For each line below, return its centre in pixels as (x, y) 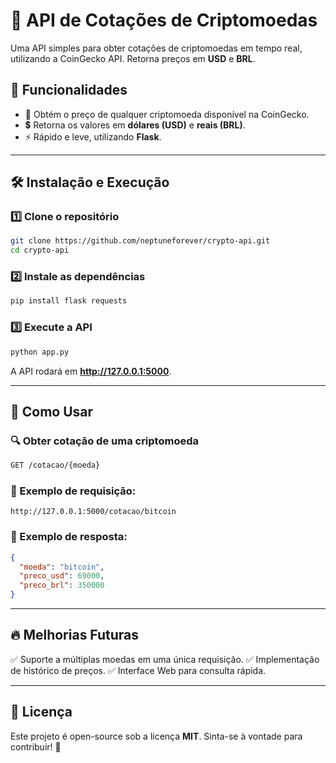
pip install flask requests (69, 301)
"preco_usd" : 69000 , (62, 576)
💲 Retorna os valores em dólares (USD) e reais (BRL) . (135, 125)
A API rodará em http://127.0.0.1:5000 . (91, 371)
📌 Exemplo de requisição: (73, 491)
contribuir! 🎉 (36, 746)
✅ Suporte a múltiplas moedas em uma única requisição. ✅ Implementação (165, 659)
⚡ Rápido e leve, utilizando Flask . (93, 136)
